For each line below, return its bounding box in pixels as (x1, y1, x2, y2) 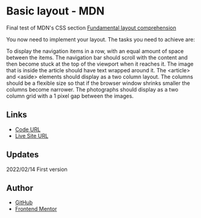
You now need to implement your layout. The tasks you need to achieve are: (6, 36, 195, 43)
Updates (6, 149, 39, 160)
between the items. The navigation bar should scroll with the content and (6, 54, 188, 61)
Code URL (14, 125, 41, 133)
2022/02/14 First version (6, 166, 68, 173)
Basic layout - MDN (6, 4, 104, 18)
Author (6, 182, 33, 193)
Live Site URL (14, 132, 49, 139)
